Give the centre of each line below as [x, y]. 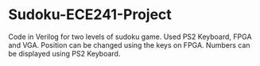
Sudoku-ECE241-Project [90, 15]
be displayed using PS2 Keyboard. [64, 53]
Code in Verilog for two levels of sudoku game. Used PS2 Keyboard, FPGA [130, 37]
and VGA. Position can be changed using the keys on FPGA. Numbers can [129, 45]
